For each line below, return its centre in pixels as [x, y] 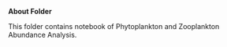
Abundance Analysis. [43, 35]
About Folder [30, 11]
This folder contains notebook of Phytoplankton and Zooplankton [114, 26]
